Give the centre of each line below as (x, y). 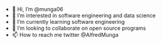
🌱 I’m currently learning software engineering (68, 22)
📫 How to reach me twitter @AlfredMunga (65, 35)
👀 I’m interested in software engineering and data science (84, 15)
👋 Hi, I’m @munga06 (37, 9)
